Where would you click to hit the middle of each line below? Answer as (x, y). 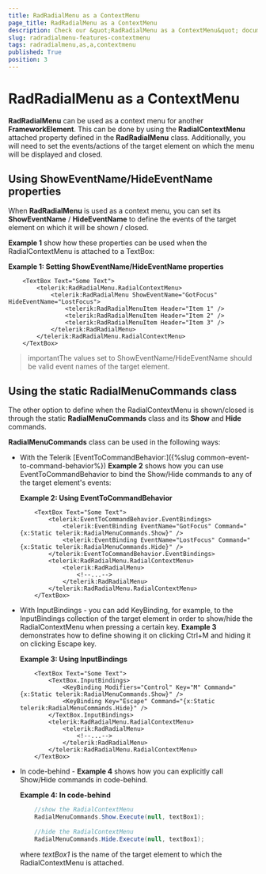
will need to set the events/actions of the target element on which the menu (131, 146)
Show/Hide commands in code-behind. (84, 780)
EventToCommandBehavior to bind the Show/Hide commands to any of (136, 475)
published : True (35, 52)
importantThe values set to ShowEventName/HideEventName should (140, 358)
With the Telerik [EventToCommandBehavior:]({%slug (107, 458)
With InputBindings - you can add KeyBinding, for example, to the (126, 611)
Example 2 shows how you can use (166, 466)
